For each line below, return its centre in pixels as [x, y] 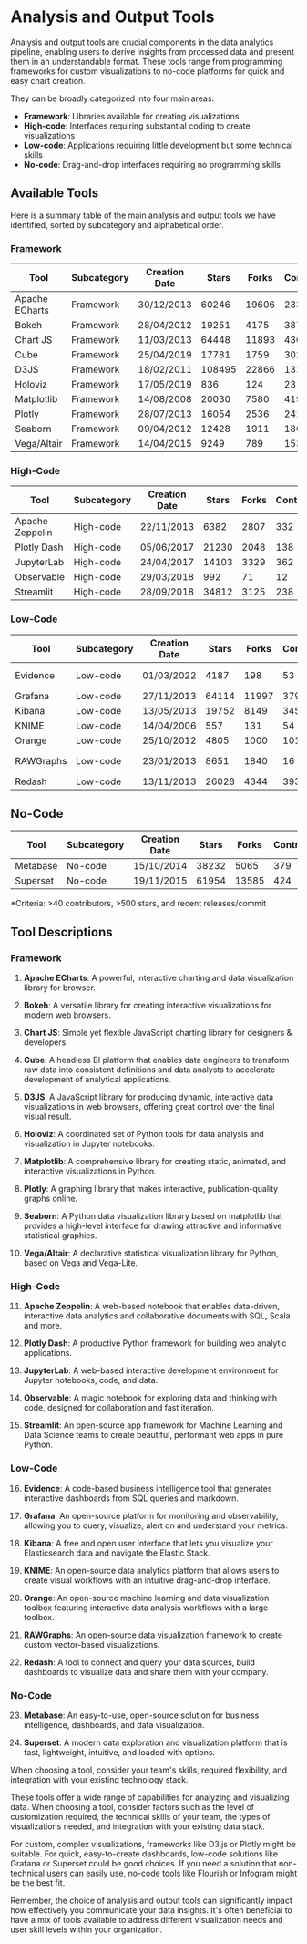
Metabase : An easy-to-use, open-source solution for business [141, 1715]
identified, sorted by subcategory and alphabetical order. [117, 224]
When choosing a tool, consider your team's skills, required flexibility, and [149, 1770]
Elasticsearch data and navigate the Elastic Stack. [117, 1553]
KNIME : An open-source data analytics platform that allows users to [151, 1570]
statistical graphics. [60, 1236]
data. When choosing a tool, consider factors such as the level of [133, 1807]
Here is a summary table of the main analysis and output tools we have [143, 215]
